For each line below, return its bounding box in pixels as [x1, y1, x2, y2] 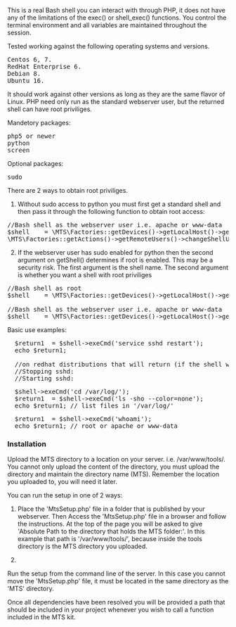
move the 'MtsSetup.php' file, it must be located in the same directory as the [7, 577, 229, 585]
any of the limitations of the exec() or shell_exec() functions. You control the [7, 13, 227, 22]
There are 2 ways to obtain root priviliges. [7, 186, 129, 194]
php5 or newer [7, 132, 56, 140]
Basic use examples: [7, 326, 67, 334]
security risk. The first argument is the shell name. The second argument [17, 263, 229, 272]
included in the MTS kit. [7, 613, 76, 621]
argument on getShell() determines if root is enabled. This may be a [17, 256, 214, 264]
